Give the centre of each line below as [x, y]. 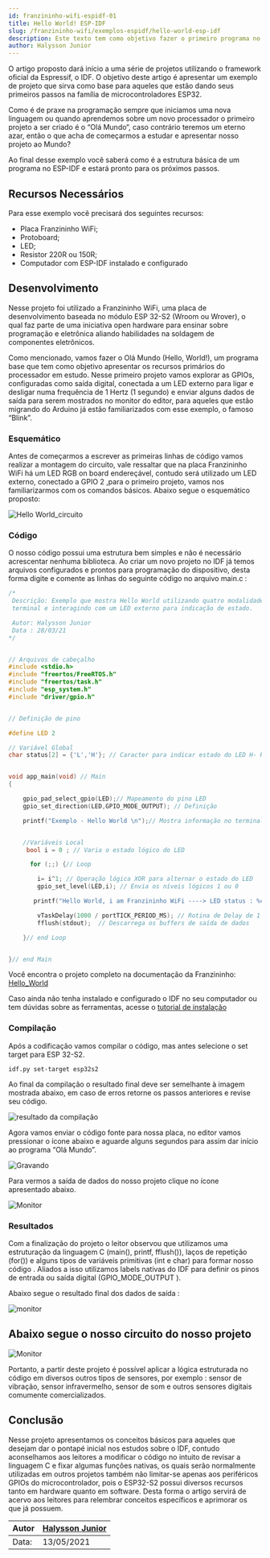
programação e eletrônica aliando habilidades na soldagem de [112, 333]
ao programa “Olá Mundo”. [52, 1149]
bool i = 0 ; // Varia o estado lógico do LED [105, 850]
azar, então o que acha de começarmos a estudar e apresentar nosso [124, 136]
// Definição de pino [45, 718]
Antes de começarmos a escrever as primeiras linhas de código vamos [126, 456]
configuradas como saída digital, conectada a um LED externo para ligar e [131, 383]
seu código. [28, 1101]
